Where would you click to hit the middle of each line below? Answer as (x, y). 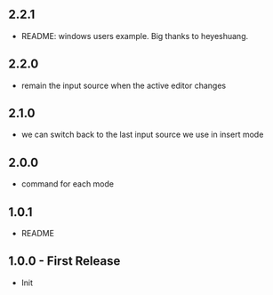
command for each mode (68, 184)
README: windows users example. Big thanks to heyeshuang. (135, 36)
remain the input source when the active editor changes (124, 85)
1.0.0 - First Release (64, 261)
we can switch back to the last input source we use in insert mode (142, 135)
